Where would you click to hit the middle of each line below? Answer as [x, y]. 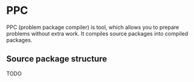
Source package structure [57, 59]
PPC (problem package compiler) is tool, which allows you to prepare [93, 27]
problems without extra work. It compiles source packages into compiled [97, 33]
